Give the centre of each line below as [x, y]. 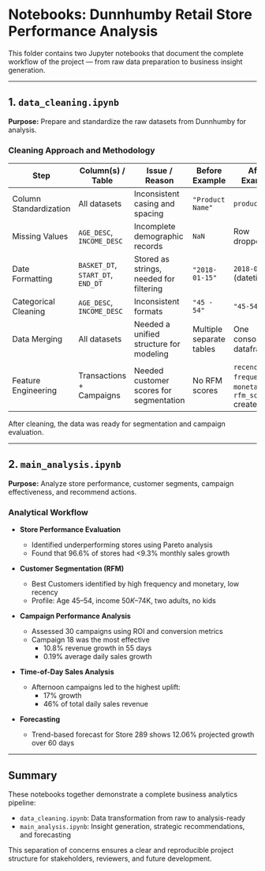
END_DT [91, 284]
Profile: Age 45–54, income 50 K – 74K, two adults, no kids [124, 601]
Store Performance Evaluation [70, 530]
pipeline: [22, 802]
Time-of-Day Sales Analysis [67, 672]
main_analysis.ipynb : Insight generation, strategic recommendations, [132, 826]
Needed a [152, 324]
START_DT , [95, 275]
